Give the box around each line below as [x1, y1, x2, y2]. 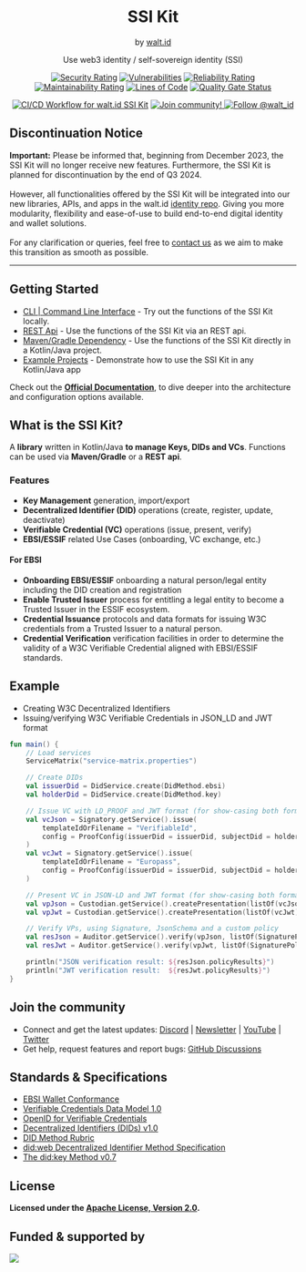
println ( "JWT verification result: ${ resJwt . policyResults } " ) [25, 966, 271, 975]
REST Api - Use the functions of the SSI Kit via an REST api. [22, 325, 247, 336]
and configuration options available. [9, 391, 144, 402]
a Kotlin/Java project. [22, 344, 103, 355]
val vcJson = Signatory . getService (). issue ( [25, 815, 198, 824]
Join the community [9, 1000, 126, 1015]
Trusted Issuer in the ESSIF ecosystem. [22, 603, 170, 614]
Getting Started [9, 282, 99, 297]
